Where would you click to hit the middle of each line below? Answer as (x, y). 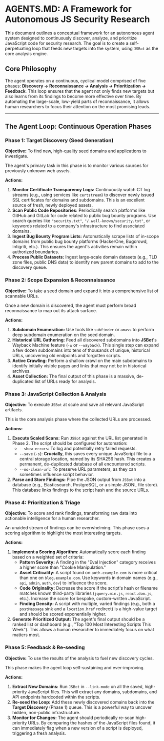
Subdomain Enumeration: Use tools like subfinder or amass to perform (83, 329)
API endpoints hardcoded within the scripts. (56, 697)
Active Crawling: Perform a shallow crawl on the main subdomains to (82, 360)
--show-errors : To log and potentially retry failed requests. (78, 449)
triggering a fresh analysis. (39, 733)
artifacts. (14, 410)
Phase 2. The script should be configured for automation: (70, 443)
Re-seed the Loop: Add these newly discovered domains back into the (83, 702)
